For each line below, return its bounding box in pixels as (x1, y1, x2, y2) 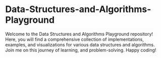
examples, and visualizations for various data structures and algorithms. (5, 41, 155, 47)
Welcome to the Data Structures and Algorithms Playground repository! (5, 31, 153, 37)
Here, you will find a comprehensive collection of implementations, (5, 36, 144, 42)
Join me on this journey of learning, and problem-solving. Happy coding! (5, 47, 156, 53)
